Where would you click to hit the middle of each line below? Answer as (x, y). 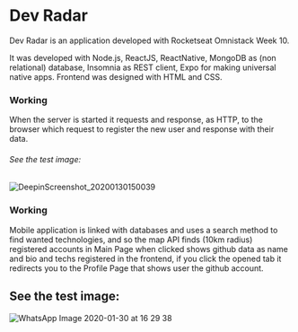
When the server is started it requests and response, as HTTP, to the (136, 120)
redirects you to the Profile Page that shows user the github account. (136, 268)
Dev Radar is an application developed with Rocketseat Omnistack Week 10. (149, 40)
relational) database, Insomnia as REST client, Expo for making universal (143, 67)
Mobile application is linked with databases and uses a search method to (144, 230)
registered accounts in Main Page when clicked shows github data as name (149, 249)
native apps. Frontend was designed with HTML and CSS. (116, 76)
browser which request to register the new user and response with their (142, 129)
